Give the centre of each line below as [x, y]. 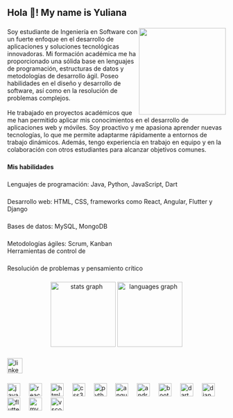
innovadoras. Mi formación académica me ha [72, 54]
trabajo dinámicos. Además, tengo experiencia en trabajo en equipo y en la [114, 142]
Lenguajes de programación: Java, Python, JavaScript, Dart [93, 184]
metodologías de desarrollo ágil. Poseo [63, 76]
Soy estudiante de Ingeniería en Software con [72, 32]
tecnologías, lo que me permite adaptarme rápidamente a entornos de [107, 135]
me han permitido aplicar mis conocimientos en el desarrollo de [98, 120]
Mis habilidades [31, 167]
